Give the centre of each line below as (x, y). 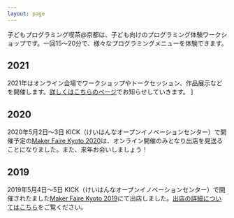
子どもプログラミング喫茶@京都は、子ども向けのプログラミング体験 (105, 34)
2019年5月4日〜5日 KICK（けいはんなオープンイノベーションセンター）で (114, 190)
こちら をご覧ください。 (53, 208)
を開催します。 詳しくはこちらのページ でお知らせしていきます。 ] (100, 92)
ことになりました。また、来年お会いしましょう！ (78, 150)
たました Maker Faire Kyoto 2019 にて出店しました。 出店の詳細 (115, 198)
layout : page (26, 14)
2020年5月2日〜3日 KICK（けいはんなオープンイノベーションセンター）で (114, 132)
